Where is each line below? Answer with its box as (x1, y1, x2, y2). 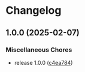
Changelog (5, 4, 62, 17)
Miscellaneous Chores (5, 46, 72, 54)
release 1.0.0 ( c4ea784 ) (14, 59, 73, 66)
